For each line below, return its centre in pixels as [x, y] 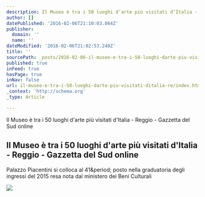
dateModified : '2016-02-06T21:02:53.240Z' [61, 46]
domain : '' [26, 35]
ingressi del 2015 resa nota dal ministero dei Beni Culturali [79, 176]
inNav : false [23, 80]
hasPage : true [24, 74]
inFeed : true [23, 69]
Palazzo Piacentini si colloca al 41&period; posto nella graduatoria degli [95, 170]
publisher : [20, 29]
